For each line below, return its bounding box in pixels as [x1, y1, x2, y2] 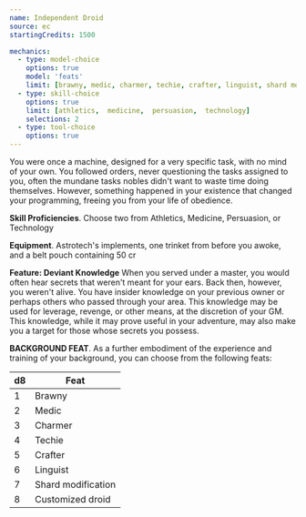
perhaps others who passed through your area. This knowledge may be [9, 297, 279, 307]
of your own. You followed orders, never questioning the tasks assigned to [9, 166, 289, 177]
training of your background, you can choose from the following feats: [9, 352, 272, 363]
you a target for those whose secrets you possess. [9, 325, 199, 336]
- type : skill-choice [17, 88, 100, 98]
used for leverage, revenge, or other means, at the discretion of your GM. [9, 306, 285, 317]
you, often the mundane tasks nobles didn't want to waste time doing [9, 176, 269, 187]
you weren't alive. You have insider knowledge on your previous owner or [9, 287, 285, 297]
